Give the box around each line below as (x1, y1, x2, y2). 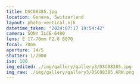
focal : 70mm (6, 42, 36, 48)
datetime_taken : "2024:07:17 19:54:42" (6, 25, 105, 31)
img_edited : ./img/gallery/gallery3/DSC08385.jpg (6, 63, 132, 70)
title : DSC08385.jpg (6, 8, 58, 15)
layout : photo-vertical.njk (6, 20, 76, 25)
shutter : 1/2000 (6, 53, 46, 59)
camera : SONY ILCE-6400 (6, 31, 66, 37)
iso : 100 (6, 58, 28, 64)
